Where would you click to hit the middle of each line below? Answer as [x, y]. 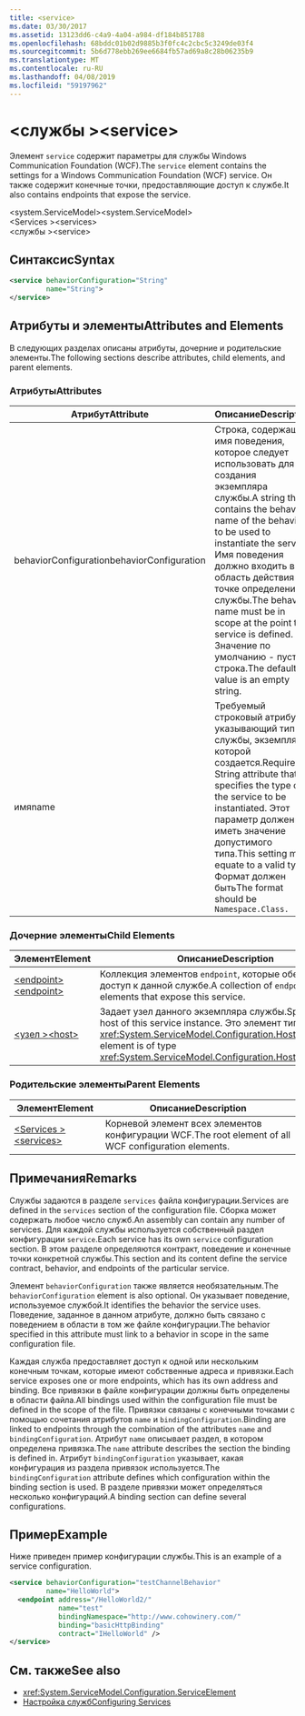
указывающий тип [255, 728]
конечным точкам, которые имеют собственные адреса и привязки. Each [152, 1370]
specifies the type [253, 786]
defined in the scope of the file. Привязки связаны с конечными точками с [152, 1410]
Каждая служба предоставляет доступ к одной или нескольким [134, 1361]
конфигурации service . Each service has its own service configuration [142, 1239]
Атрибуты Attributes [56, 390]
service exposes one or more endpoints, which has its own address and [144, 1380]
